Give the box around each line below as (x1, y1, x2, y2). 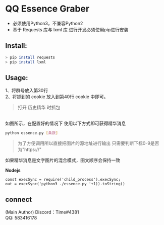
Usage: (5, 73, 29, 82)
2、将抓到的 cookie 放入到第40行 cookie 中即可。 (5, 94, 108, 100)
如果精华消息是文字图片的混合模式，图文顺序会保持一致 (5, 157, 120, 164)
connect (5, 195, 32, 204)
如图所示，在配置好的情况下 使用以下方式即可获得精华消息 (5, 120, 126, 126)
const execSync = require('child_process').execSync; (5, 177, 121, 182)
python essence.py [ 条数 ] (5, 130, 58, 136)
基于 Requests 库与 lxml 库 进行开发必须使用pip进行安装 (12, 26, 129, 33)
